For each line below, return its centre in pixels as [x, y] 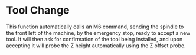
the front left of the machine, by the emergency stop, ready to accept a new [98, 33]
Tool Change [38, 10]
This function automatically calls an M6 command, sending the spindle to [95, 27]
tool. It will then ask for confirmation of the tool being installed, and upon [94, 39]
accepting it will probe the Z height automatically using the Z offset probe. [96, 46]
